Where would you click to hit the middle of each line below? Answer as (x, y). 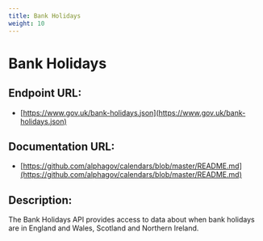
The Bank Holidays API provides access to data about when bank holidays (132, 220)
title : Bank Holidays (45, 16)
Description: (40, 200)
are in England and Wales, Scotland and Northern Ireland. (104, 228)
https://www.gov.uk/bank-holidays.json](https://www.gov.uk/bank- (134, 112)
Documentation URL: (62, 146)
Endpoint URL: (45, 93)
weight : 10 (27, 23)
